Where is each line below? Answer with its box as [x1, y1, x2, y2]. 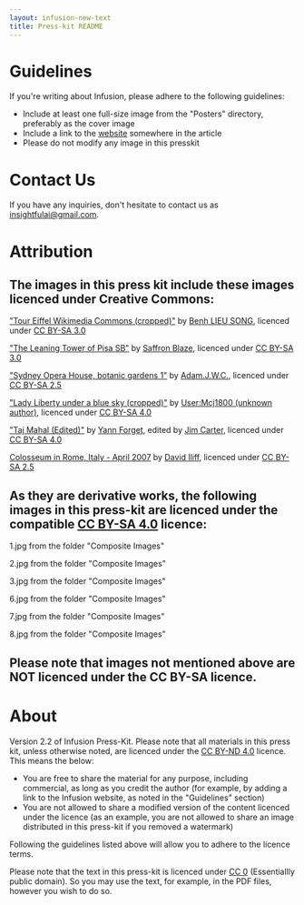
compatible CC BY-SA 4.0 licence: [9, 516, 207, 532]
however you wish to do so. [9, 885, 113, 896]
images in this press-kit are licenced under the [9, 502, 279, 518]
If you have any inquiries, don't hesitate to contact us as [9, 199, 220, 210]
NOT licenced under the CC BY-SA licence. [9, 669, 257, 685]
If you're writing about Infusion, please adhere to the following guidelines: [9, 91, 285, 102]
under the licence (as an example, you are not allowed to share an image [22, 811, 295, 822]
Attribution [9, 241, 93, 262]
